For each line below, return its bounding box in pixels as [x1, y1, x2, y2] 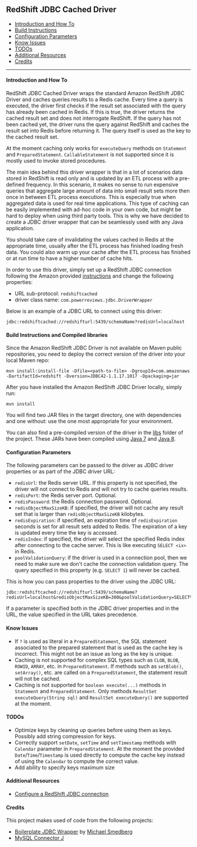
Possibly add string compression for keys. [14, 733, 116, 740]
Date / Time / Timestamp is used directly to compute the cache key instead [14, 751, 185, 758]
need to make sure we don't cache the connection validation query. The [14, 561, 189, 568]
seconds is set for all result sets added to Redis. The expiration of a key [14, 523, 188, 530]
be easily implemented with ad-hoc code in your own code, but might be [6, 206, 182, 213]
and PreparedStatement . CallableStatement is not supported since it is [6, 151, 174, 158]
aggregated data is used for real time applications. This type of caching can [6, 200, 189, 207]
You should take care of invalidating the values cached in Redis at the [6, 236, 174, 243]
